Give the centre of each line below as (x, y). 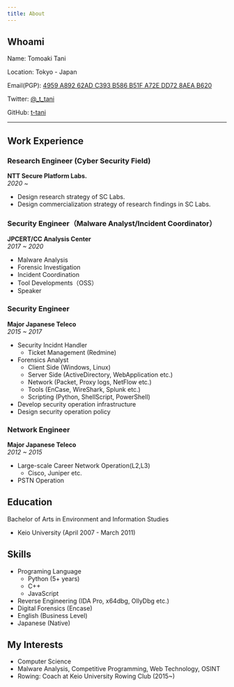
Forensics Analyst (43, 360)
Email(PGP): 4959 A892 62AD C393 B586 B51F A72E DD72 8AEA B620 (110, 86)
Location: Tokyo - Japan (42, 72)
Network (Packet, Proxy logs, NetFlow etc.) (89, 382)
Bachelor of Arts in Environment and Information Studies (88, 519)
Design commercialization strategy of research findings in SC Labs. (114, 204)
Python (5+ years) (54, 578)
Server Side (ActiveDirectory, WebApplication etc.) (100, 374)
